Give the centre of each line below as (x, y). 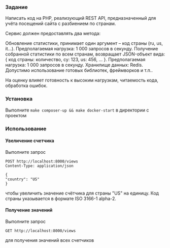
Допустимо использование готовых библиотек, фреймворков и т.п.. (79, 70)
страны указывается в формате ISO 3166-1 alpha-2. (61, 198)
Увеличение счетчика (30, 141)
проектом (16, 115)
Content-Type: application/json (39, 166)
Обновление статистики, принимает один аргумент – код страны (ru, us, (84, 43)
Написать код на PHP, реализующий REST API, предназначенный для (81, 18)
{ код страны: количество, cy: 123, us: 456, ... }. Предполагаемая (75, 60)
